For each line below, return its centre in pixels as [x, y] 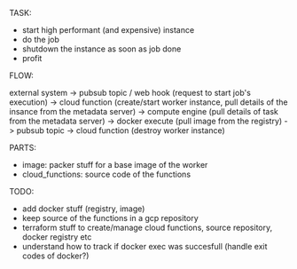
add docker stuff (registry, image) [83, 209]
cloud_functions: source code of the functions [106, 174]
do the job [41, 40]
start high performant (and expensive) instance [108, 30]
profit [32, 58]
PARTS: [23, 147]
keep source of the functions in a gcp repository [110, 218]
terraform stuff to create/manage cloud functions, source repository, [147, 227]
